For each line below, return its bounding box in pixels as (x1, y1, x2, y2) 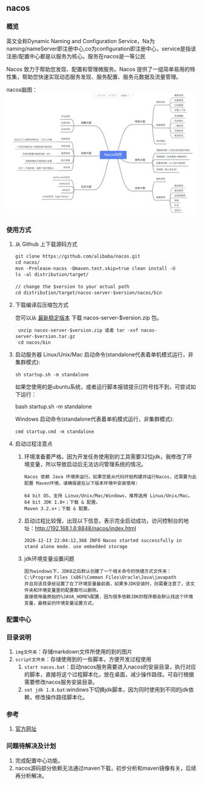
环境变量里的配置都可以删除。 (38, 587, 101, 593)
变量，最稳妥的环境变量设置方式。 (24, 600, 97, 606)
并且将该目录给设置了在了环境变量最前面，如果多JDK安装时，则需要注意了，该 (24, 580, 191, 586)
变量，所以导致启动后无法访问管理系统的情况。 (29, 460, 147, 467)
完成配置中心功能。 (15, 756, 64, 764)
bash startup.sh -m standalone (15, 403, 92, 410)
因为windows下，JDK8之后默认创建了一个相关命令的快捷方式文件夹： (24, 568, 171, 574)
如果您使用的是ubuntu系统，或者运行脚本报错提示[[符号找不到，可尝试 (15, 383, 191, 390)
